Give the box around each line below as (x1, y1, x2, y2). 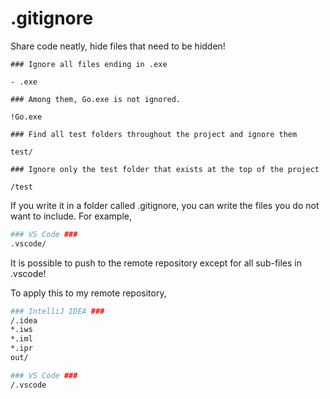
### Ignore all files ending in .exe (10, 59, 168, 69)
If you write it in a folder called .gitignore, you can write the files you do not (10, 199, 320, 211)
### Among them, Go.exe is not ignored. (10, 94, 182, 104)
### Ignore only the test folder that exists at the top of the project (10, 164, 320, 174)
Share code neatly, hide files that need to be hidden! (10, 40, 226, 52)
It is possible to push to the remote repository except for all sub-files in (10, 257, 303, 269)
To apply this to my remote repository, (10, 287, 167, 299)
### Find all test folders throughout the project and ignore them (10, 129, 298, 139)
